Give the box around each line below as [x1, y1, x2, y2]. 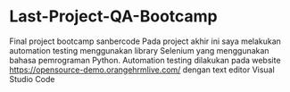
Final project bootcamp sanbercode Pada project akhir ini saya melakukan [9, 36, 281, 46]
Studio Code [9, 73, 55, 84]
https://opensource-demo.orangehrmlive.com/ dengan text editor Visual [9, 64, 275, 75]
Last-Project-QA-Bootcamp [9, 6, 219, 27]
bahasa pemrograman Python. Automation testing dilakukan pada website [9, 54, 281, 65]
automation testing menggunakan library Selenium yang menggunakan [9, 45, 269, 55]
